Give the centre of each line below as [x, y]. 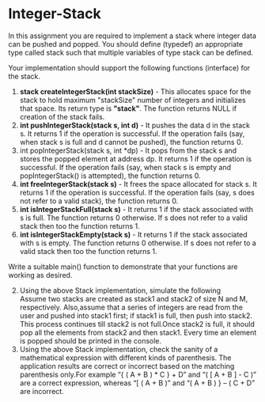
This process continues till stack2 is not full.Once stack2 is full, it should [137, 324]
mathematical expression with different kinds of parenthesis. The [125, 358]
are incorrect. [42, 391]
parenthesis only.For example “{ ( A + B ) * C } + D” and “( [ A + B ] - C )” [138, 374]
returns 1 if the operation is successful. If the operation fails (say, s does [137, 192]
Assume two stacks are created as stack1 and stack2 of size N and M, [134, 298]
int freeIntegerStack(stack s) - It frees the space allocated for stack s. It [138, 184]
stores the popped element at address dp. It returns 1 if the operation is [135, 158]
